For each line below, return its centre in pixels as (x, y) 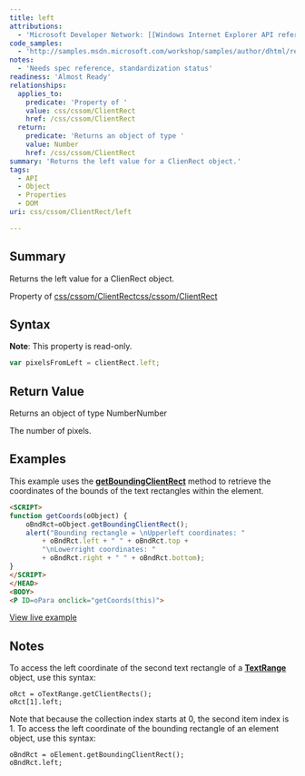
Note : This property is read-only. (71, 347)
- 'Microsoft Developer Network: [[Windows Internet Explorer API (146, 34)
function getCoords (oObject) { (69, 516)
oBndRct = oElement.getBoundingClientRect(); (97, 755)
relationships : (38, 85)
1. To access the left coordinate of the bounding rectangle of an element (144, 729)
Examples (38, 459)
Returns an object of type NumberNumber (89, 413)
